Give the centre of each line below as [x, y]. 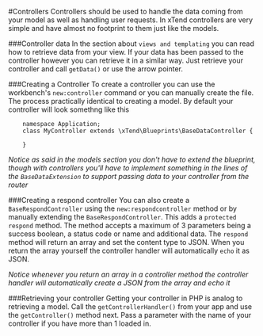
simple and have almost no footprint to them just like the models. [114, 28]
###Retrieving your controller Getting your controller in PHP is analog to [126, 298]
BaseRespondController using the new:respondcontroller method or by [123, 208]
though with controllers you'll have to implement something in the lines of [128, 168]
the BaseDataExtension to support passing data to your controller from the [129, 176]
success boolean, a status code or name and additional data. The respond [128, 234]
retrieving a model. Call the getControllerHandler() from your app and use [130, 307]
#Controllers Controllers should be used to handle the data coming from [126, 11]
